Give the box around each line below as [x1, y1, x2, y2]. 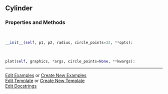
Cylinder [5, 4, 33, 12]
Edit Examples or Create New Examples [5, 72, 86, 78]
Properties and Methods [5, 19, 65, 26]
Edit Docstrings [5, 83, 37, 89]
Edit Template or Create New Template [5, 77, 85, 84]
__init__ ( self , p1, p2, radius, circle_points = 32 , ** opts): [5, 40, 133, 45]
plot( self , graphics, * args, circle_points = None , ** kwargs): [5, 58, 135, 64]
